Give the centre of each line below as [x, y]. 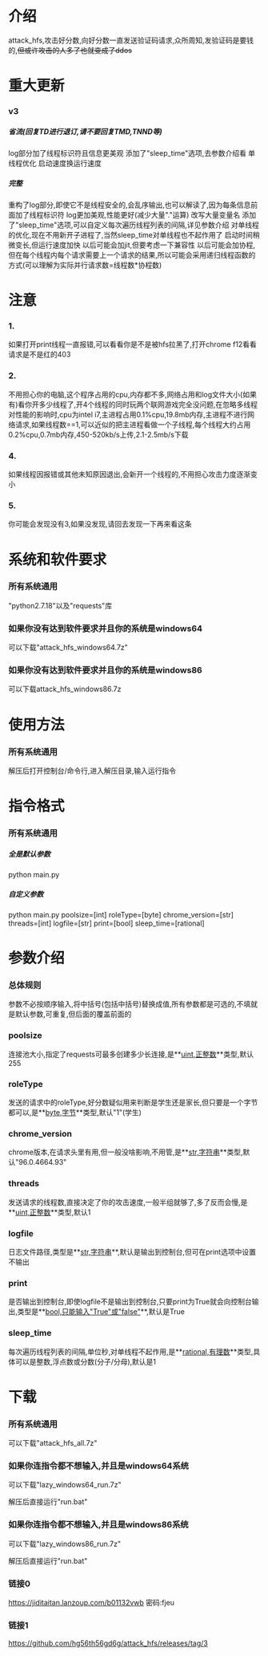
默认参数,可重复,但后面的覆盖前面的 [73, 1014]
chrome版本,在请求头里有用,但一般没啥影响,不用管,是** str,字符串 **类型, [126, 1152]
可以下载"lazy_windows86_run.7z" [65, 1544]
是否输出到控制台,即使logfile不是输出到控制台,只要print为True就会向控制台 [130, 1302]
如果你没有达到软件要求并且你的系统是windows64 [105, 629]
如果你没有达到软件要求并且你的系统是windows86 [105, 670]
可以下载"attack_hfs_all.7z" [53, 1443]
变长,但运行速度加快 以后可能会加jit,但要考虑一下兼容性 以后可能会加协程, [135, 245]
